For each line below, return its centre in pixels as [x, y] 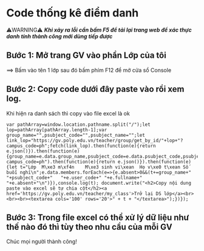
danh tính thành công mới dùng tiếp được [59, 36]
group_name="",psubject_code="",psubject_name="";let [76, 135]
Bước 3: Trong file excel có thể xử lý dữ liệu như [98, 217]
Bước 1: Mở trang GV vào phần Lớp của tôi [87, 56]
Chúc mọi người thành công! [42, 242]
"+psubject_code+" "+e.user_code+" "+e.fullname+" [74, 177]
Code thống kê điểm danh [73, 13]
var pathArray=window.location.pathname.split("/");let [78, 125]
